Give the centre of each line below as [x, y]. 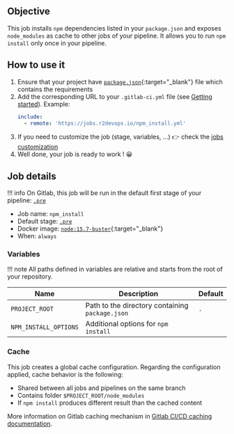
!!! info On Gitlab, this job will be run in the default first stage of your [104, 193]
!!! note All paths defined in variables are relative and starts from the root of [115, 269]
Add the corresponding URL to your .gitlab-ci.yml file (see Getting [115, 96]
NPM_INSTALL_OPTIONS [45, 327]
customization [38, 147]
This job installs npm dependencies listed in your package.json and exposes [114, 28]
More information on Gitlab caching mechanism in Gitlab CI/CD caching [110, 416]
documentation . [30, 424]
